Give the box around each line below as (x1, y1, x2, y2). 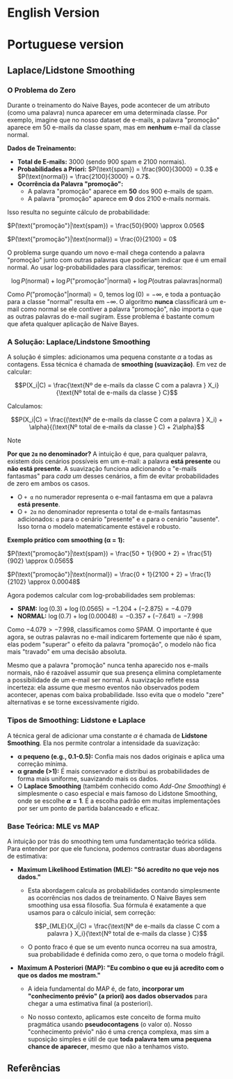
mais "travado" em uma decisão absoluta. (7, 648, 127, 656)
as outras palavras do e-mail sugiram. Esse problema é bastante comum (7, 312, 215, 321)
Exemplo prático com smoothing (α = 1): (7, 536, 125, 544)
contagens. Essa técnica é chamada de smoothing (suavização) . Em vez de (7, 360, 227, 369)
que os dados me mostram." (17, 970, 101, 979)
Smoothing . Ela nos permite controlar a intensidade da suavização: (7, 739, 200, 747)
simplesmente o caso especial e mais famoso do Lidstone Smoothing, (17, 789, 218, 797)
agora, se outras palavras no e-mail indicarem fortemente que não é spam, (7, 633, 222, 641)
